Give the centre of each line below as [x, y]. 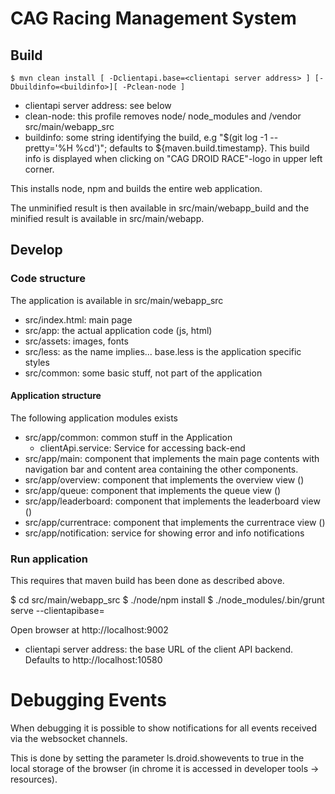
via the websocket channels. [69, 739]
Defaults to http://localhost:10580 [93, 660]
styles [37, 362]
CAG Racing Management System [153, 18]
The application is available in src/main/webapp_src [117, 300]
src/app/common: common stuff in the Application [128, 437]
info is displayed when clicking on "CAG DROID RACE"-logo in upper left [173, 158]
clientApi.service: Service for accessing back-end [142, 448]
